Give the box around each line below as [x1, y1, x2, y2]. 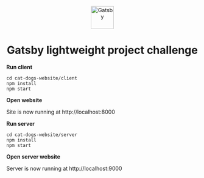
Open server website [6, 152, 61, 160]
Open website [6, 96, 43, 103]
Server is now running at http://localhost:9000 [6, 165, 122, 172]
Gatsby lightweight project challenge [7, 43, 198, 57]
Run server [6, 120, 35, 127]
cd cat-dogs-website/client [6, 75, 78, 81]
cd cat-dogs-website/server [6, 131, 78, 138]
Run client [6, 63, 32, 70]
